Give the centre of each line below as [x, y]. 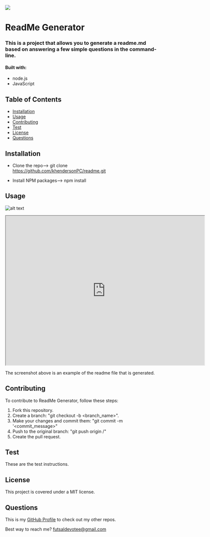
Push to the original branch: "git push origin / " [59, 431]
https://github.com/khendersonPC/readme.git [59, 171]
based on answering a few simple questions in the [67, 49]
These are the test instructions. [37, 464]
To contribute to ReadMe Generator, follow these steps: [62, 401]
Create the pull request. [36, 436]
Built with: [16, 67]
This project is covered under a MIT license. [50, 492]
